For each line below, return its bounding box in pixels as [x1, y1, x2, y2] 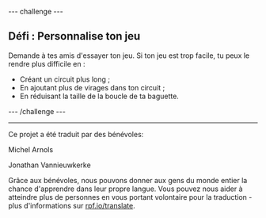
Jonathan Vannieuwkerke [8, 160, 91, 170]
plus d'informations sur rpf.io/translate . [8, 201, 136, 210]
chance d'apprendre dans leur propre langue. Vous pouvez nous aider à [8, 184, 243, 193]
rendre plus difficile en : [8, 59, 85, 68]
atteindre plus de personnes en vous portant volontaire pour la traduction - [8, 192, 253, 201]
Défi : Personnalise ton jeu [8, 29, 141, 43]
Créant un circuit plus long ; [19, 75, 111, 84]
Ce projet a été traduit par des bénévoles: [8, 129, 144, 139]
